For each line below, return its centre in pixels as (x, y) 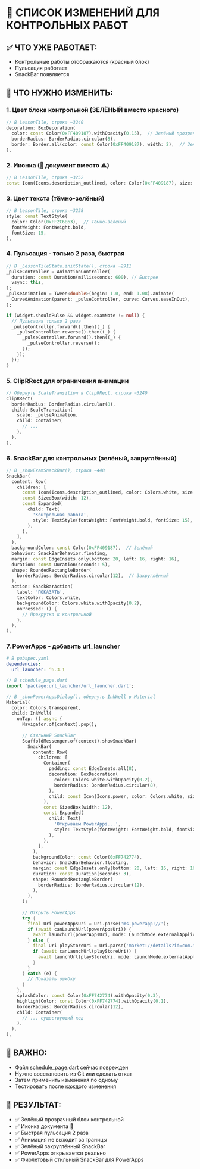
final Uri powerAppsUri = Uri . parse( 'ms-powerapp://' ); (98, 924)
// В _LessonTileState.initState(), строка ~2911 (69, 266)
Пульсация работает (41, 68)
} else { (38, 940)
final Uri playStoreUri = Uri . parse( (79, 946)
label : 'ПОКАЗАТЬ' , (41, 593)
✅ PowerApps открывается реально (60, 1153)
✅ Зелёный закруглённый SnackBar (60, 1146)
